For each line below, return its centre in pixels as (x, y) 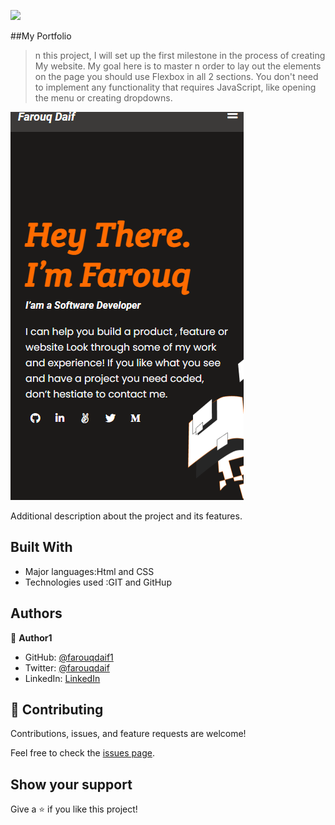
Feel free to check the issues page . (82, 753)
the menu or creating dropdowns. (103, 98)
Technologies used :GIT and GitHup (98, 582)
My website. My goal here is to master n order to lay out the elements (178, 66)
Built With (41, 547)
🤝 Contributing (57, 710)
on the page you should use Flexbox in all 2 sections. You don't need (176, 76)
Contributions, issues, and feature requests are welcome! (128, 734)
